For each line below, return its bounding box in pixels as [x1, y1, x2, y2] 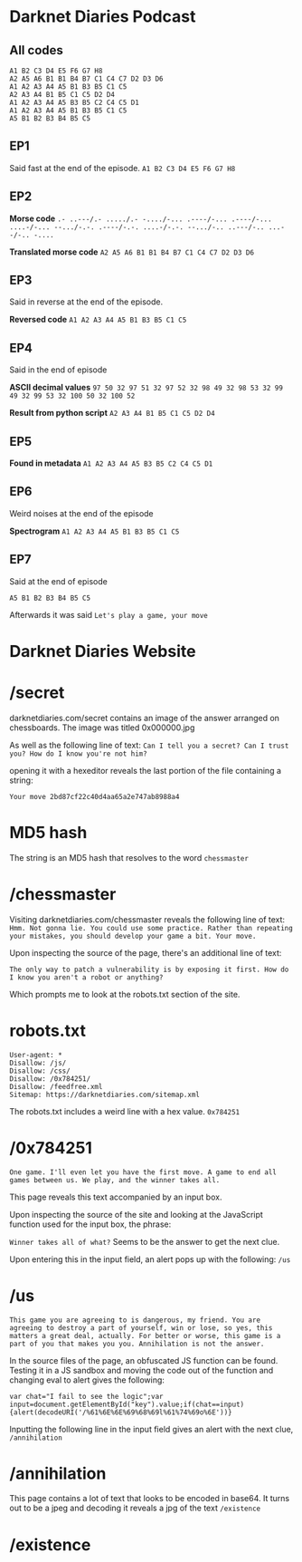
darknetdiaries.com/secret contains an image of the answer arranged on [9, 712, 280, 723]
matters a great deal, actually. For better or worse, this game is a [9, 1331, 281, 1340]
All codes [9, 43, 63, 58]
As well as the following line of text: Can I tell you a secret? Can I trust [9, 739, 289, 750]
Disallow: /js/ [9, 1058, 67, 1067]
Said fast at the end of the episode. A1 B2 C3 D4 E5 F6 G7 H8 [9, 162, 236, 173]
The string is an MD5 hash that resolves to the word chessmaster [9, 852, 249, 863]
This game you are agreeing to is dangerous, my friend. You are [9, 1316, 260, 1325]
